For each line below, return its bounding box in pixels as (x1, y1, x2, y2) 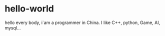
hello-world (4, 3, 54, 14)
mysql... (4, 24, 21, 30)
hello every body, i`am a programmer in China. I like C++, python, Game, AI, (4, 19, 160, 25)
